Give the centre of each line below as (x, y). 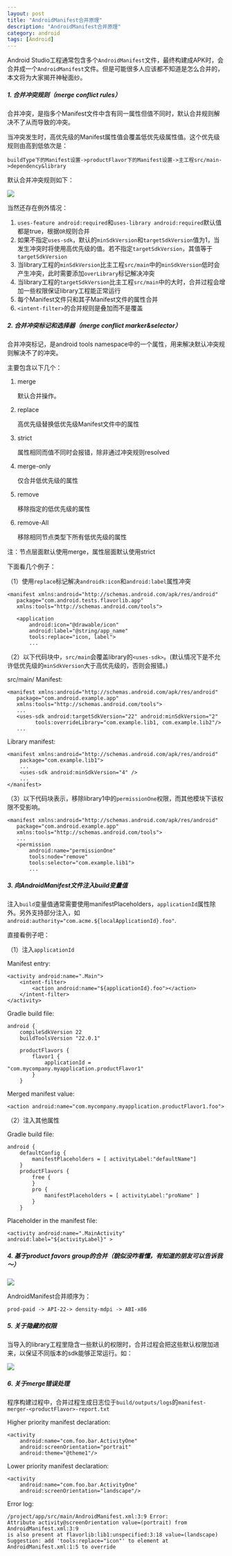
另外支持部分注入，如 (50, 913)
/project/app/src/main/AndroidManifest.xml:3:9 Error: (88, 1516)
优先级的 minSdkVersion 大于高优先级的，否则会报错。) (93, 666)
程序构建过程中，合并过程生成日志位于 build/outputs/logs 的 (93, 1402)
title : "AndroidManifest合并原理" (55, 20)
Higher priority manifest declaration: (59, 1422)
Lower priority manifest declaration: (58, 1466)
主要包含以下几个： (35, 368)
